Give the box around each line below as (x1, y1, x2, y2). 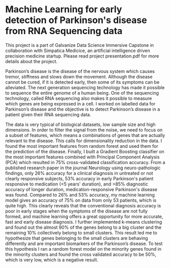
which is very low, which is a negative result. (5, 256, 98, 263)
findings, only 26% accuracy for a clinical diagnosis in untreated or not (5, 170, 153, 176)
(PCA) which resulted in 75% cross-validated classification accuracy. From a (5, 159, 165, 165)
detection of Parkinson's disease (5, 14, 147, 26)
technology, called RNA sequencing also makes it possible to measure (5, 95, 152, 101)
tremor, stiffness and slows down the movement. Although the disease (5, 73, 153, 79)
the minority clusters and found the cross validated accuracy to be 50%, (5, 251, 157, 257)
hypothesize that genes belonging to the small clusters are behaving (5, 235, 148, 241)
